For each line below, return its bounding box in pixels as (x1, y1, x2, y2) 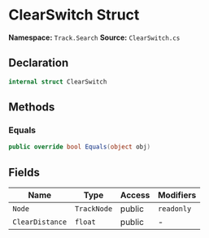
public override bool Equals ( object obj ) (8, 143, 151, 151)
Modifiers (157, 189, 197, 201)
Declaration (8, 56, 69, 70)
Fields (8, 165, 41, 180)
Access (120, 189, 150, 201)
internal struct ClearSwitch (8, 77, 107, 86)
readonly (157, 205, 192, 213)
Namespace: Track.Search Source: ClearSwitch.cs (8, 32, 181, 42)
